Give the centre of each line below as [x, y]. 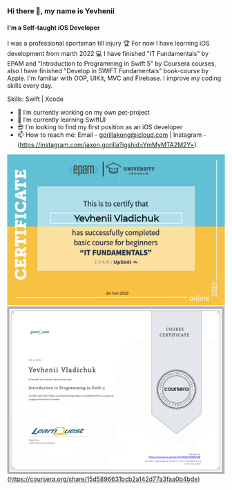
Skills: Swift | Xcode [36, 99]
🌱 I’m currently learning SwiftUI [61, 120]
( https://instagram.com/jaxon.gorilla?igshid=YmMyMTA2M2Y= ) [107, 145]
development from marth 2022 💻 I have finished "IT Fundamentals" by [108, 54]
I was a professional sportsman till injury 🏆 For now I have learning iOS [108, 44]
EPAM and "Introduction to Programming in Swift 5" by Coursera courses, [112, 64]
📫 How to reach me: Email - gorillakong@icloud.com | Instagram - [112, 135]
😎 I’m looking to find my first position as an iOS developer [100, 127]
